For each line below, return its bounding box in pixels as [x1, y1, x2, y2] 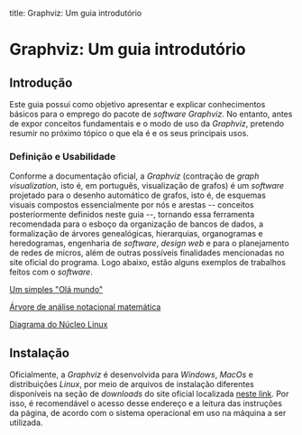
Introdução [9, 75, 73, 90]
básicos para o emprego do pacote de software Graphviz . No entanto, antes [9, 108, 293, 119]
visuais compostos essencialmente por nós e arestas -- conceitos [9, 199, 254, 210]
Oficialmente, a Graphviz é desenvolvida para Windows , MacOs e [9, 369, 254, 380]
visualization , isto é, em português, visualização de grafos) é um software [9, 180, 285, 191]
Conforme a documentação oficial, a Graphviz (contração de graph [9, 171, 260, 181]
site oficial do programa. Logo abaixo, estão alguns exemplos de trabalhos [9, 257, 287, 268]
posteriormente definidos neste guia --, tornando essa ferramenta [9, 209, 255, 220]
